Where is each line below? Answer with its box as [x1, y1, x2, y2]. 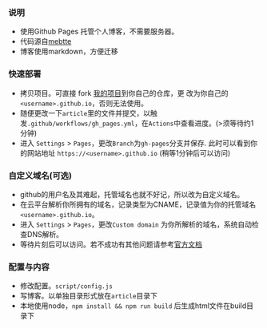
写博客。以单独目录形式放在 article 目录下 [19, 291, 157, 301]
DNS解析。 [26, 229, 64, 239]
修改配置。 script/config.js [19, 281, 114, 290]
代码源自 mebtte [19, 37, 72, 46]
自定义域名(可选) [8, 170, 72, 181]
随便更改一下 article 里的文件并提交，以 [19, 108, 150, 117]
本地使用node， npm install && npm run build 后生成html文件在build [19, 301, 247, 310]
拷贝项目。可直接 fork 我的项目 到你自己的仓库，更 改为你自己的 [19, 88, 229, 97]
